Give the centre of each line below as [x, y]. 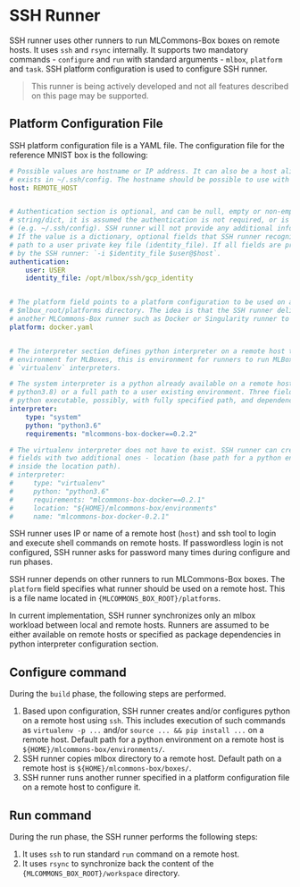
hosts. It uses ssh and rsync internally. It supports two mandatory [129, 49]
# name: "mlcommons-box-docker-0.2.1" [89, 516]
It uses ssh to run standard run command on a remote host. [131, 854]
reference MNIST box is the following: [79, 155]
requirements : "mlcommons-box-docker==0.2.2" [112, 434]
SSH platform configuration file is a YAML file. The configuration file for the [147, 145]
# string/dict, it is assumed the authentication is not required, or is [150, 220]
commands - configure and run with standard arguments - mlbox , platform [146, 59]
